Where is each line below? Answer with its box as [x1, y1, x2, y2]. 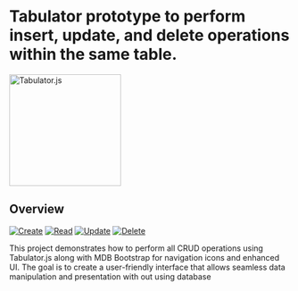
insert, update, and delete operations [9, 25, 290, 46]
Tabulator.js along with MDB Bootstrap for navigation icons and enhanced [9, 252, 280, 262]
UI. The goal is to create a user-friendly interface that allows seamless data [9, 262, 286, 272]
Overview [9, 202, 65, 217]
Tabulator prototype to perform [9, 6, 246, 27]
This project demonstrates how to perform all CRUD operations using [9, 243, 263, 254]
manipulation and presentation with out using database [9, 270, 211, 282]
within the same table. [9, 45, 178, 64]
